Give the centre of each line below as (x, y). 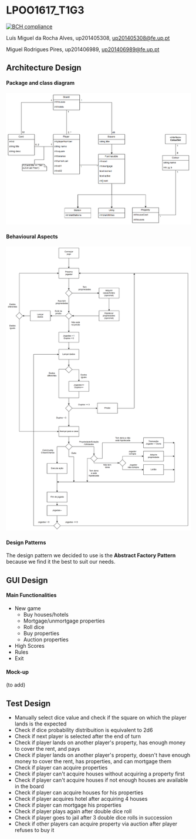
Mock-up (18, 672)
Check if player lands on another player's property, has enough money (100, 743)
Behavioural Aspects (32, 237)
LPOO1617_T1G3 (45, 10)
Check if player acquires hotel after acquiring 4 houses (81, 798)
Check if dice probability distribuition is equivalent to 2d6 (84, 730)
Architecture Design (44, 68)
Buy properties (41, 633)
